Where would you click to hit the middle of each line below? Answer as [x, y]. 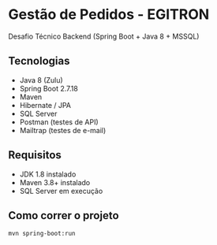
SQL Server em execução [61, 191]
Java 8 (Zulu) [41, 80]
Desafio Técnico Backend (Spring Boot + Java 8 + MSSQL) [104, 36]
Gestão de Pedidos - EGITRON [109, 15]
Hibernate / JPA [45, 105]
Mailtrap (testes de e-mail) [63, 130]
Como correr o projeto [64, 215]
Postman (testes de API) [59, 122]
